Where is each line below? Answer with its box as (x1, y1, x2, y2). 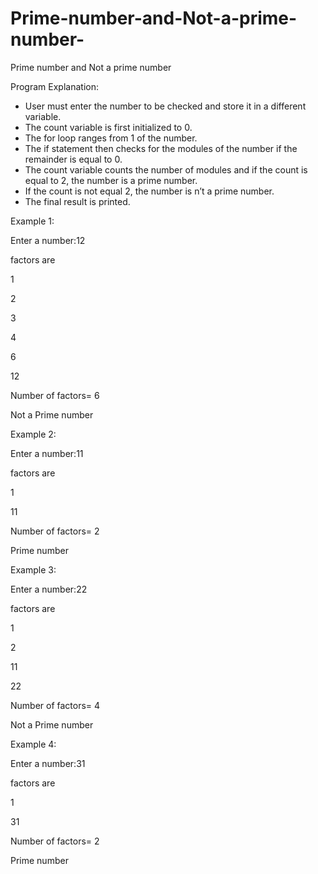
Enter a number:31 (10, 757, 86, 769)
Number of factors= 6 (10, 389, 100, 401)
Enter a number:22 (10, 583, 88, 595)
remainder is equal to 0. (24, 153, 123, 165)
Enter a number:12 (10, 234, 86, 246)
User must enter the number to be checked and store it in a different (24, 100, 307, 112)
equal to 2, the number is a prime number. (24, 174, 198, 186)
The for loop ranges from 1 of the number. (24, 132, 198, 144)
